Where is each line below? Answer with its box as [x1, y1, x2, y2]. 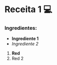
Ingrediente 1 [11, 36, 39, 42]
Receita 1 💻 [4, 4, 53, 15]
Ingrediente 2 [11, 41, 38, 47]
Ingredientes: [4, 25, 38, 32]
